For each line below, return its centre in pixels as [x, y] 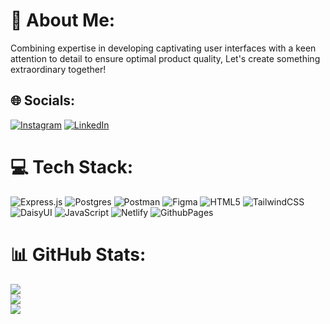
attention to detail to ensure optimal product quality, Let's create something [165, 58]
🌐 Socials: [43, 100]
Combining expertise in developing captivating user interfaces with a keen [163, 48]
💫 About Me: [63, 20]
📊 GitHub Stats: [78, 254]
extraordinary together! [58, 69]
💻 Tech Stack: [72, 166]
